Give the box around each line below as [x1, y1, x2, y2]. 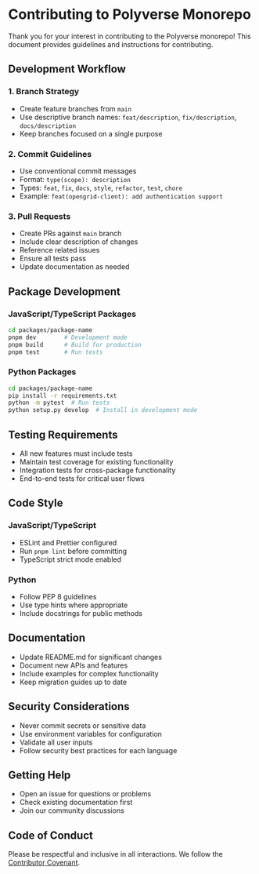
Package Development [8, 285, 121, 298]
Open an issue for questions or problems [19, 789, 152, 799]
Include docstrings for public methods [19, 609, 143, 617]
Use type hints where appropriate [19, 600, 128, 610]
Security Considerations [8, 700, 131, 713]
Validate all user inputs [19, 737, 93, 747]
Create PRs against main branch [19, 229, 122, 239]
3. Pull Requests [8, 210, 71, 221]
